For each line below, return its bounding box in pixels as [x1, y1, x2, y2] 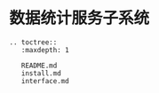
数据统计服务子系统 [9, 8, 150, 28]
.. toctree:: [9, 37, 58, 47]
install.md [20, 68, 62, 78]
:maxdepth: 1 [20, 45, 69, 54]
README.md [20, 61, 58, 70]
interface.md [20, 76, 69, 85]
